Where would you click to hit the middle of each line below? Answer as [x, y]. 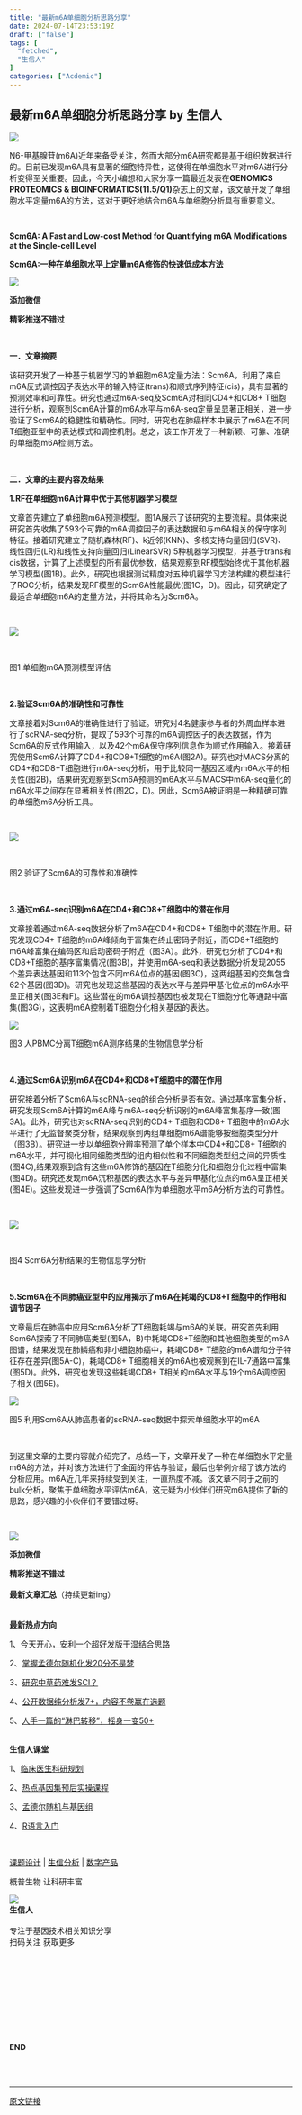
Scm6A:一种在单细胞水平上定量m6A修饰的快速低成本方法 [116, 264]
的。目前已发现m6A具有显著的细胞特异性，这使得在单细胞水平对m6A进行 [145, 167]
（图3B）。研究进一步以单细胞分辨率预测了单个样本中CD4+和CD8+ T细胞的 [148, 1144]
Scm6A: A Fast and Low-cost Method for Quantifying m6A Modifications [148, 236]
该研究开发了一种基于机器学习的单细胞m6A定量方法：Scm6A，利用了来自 [146, 375]
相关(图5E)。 [40, 1383]
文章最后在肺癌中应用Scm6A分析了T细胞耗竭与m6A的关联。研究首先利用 [144, 1327]
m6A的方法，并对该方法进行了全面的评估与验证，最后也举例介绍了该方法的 [148, 1467]
